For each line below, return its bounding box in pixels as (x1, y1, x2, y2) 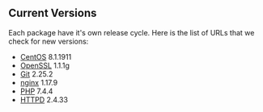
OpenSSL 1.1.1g (19, 60, 70, 70)
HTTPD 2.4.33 (19, 94, 69, 104)
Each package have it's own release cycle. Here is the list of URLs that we (8, 27, 255, 37)
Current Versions (8, 6, 97, 20)
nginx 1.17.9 (19, 77, 58, 87)
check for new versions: (8, 36, 89, 46)
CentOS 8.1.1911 (19, 52, 72, 61)
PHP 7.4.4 (19, 86, 53, 96)
